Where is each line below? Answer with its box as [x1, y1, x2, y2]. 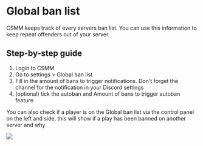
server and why [6, 121, 46, 128]
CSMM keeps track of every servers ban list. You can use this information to [6, 24, 198, 32]
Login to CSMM [15, 64, 55, 71]
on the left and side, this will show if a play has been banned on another [6, 114, 187, 122]
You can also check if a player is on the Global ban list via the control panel [6, 108, 194, 116]
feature [15, 96, 33, 104]
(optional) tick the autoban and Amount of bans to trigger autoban [15, 90, 181, 98]
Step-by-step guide [6, 48, 83, 59]
